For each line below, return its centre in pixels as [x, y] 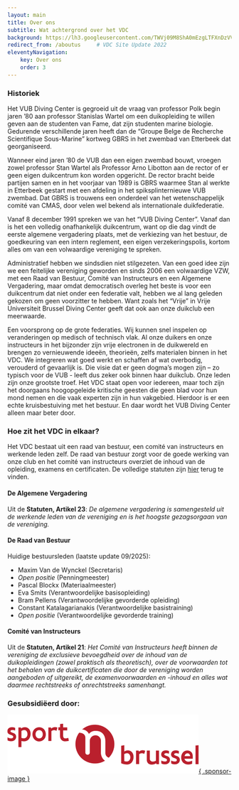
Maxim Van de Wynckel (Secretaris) [70, 570]
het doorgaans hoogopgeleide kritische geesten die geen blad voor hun [112, 390]
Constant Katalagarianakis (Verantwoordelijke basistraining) [105, 607]
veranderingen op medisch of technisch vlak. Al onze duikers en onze [110, 337]
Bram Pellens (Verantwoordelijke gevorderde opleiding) [99, 600]
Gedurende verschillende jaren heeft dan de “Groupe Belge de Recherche [116, 131]
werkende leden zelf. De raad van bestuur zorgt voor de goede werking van [118, 454]
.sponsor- [217, 772]
